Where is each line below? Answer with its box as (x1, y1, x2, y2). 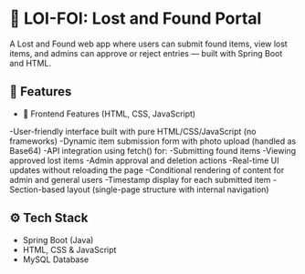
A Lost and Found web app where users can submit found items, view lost (9, 38, 288, 49)
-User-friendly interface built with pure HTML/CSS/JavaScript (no (9, 126, 257, 137)
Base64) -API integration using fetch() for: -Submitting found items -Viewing (9, 145, 297, 156)
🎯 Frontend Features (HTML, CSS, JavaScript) (22, 108, 196, 119)
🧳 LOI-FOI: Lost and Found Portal (9, 8, 262, 29)
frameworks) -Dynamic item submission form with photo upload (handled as (9, 136, 297, 147)
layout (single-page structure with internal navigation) (67, 184, 269, 195)
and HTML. (9, 57, 52, 68)
